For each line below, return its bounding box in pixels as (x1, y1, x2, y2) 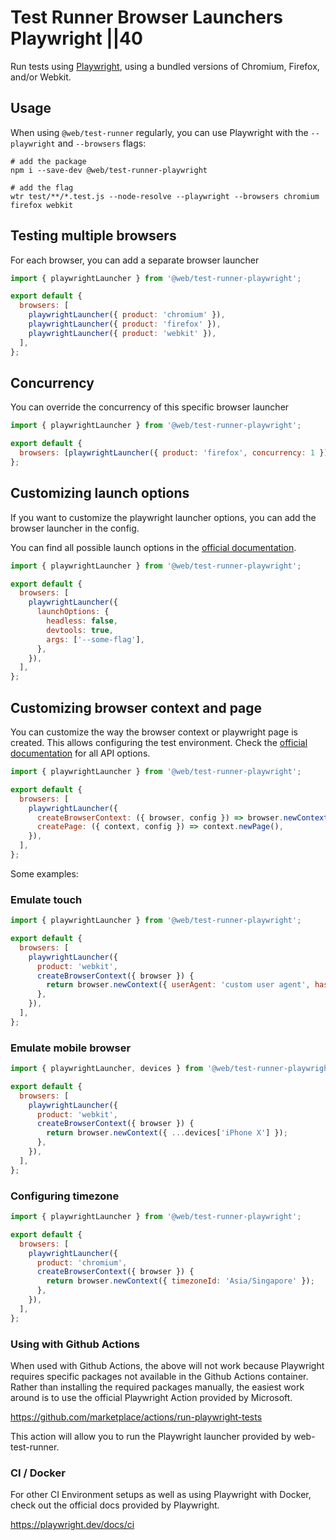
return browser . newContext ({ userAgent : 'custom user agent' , (46, 980, 311, 990)
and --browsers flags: (57, 137, 147, 149)
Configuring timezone (10, 1189, 120, 1203)
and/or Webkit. (10, 71, 72, 83)
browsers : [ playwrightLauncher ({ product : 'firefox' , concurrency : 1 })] (19, 448, 333, 458)
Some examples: (10, 867, 79, 880)
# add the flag (10, 182, 74, 193)
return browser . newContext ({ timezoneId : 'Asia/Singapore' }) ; (46, 1276, 315, 1286)
